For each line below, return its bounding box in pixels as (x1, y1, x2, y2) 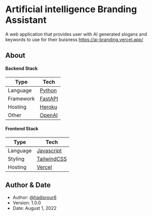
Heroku (40, 103, 57, 110)
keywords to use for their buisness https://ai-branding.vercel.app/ (5, 37, 143, 43)
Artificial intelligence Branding (5, 4, 137, 15)
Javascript (36, 147, 62, 154)
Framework (8, 95, 35, 102)
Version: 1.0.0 (12, 199, 41, 206)
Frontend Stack (5, 126, 39, 132)
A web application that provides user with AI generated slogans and (5, 31, 147, 37)
